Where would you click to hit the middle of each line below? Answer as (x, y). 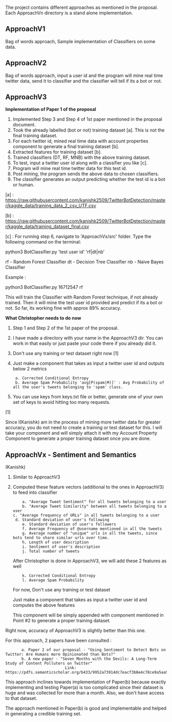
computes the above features (44, 605)
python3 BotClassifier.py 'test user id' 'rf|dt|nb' (55, 252)
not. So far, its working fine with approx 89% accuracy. (63, 308)
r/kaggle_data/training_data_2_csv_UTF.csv (51, 206)
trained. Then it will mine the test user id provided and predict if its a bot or (84, 303)
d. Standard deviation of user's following (62, 520)
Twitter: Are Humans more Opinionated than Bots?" (60, 655)
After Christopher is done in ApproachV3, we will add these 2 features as (90, 561)
